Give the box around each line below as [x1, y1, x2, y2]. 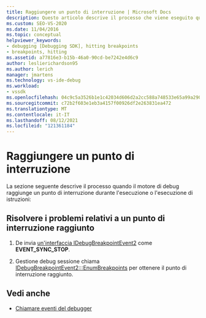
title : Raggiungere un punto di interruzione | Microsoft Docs [6, 9, 172, 15]
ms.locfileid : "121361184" [6, 123, 75, 129]
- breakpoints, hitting [6, 49, 67, 55]
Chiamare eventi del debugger [15, 305, 92, 312]
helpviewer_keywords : [6, 37, 62, 44]
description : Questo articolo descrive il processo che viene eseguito [6, 15, 193, 21]
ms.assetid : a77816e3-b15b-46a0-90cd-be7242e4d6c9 [6, 55, 139, 61]
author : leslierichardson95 [6, 60, 78, 66]
